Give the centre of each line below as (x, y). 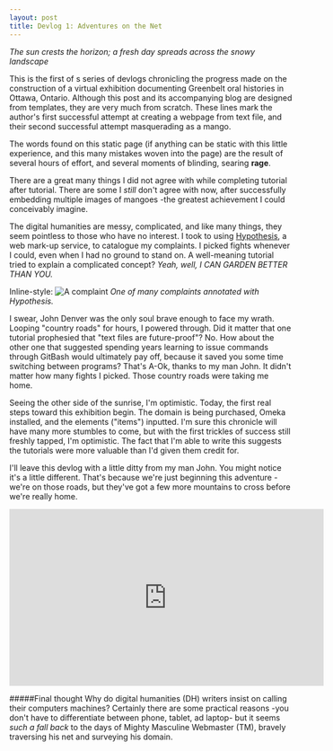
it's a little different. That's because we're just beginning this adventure (140, 477)
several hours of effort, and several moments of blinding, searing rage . (140, 163)
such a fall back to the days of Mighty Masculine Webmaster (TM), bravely (148, 727)
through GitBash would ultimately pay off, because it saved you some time (147, 357)
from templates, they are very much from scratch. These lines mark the (141, 107)
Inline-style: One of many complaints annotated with (134, 291)
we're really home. (44, 496)
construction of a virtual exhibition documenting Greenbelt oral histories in (147, 88)
